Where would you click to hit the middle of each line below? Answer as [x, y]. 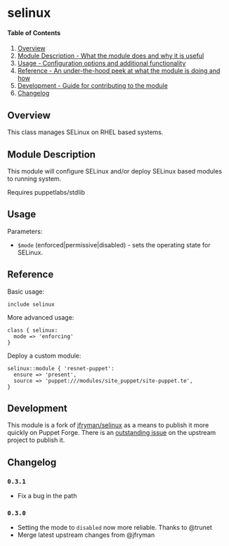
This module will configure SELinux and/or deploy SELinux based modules [115, 171]
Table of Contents [34, 32]
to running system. [34, 179]
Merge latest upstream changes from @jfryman [86, 535]
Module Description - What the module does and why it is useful [111, 56]
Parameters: [25, 231]
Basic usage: [26, 291]
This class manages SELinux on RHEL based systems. [85, 132]
